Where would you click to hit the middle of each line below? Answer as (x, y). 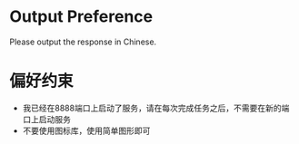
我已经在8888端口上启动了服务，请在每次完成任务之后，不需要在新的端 (156, 108)
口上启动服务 (46, 119)
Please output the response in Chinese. (83, 42)
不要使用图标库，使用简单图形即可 (86, 130)
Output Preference (81, 17)
